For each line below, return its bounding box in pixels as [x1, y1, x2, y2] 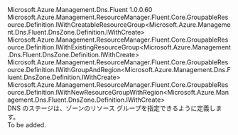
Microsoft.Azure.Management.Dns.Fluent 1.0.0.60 [7, 6, 153, 13]
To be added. [7, 121, 46, 129]
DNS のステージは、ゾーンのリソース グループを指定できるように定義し [7, 104, 216, 112]
